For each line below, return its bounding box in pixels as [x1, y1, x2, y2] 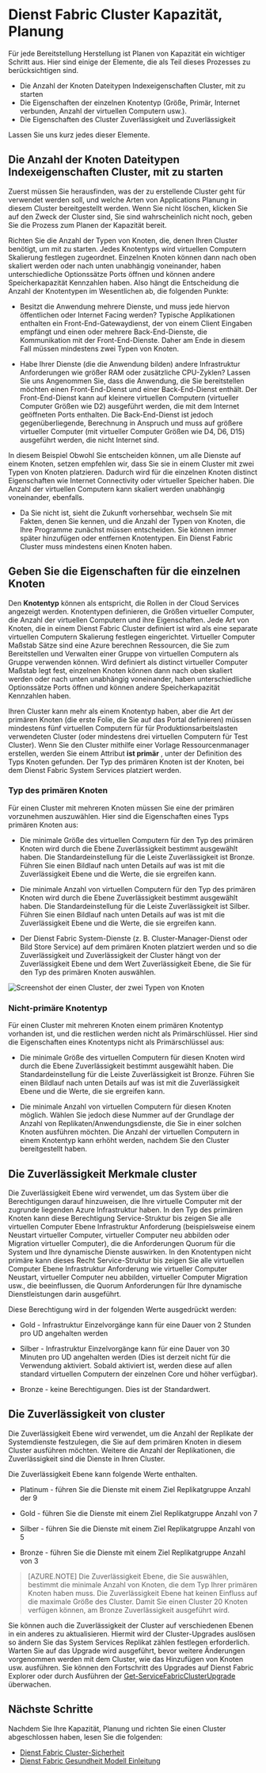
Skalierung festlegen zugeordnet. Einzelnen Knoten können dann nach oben [8, 252, 256, 262]
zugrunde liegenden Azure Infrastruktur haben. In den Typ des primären [8, 1205, 244, 1214]
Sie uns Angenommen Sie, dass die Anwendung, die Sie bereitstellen [19, 375, 245, 386]
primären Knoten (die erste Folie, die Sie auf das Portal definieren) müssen [8, 714, 252, 724]
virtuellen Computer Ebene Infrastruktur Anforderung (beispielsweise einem [8, 1221, 256, 1231]
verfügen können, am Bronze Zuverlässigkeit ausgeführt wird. [27, 1605, 230, 1614]
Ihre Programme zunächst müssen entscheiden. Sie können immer [19, 525, 237, 534]
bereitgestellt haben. [19, 1144, 87, 1154]
